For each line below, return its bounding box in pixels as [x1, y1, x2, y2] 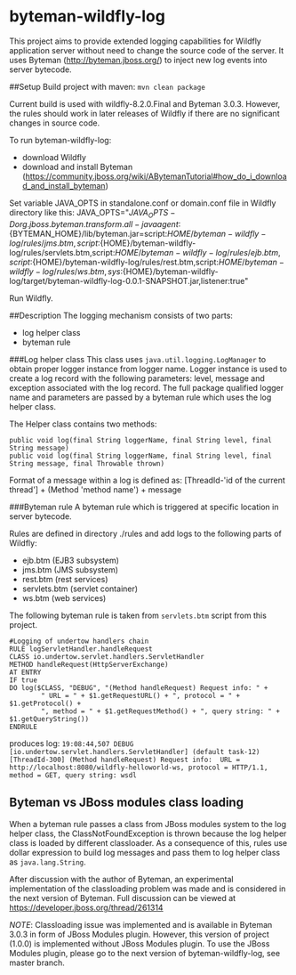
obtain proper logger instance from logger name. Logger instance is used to [9, 363, 287, 374]
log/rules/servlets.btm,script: [9, 247, 116, 257]
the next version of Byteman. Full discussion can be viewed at [9, 892, 236, 903]
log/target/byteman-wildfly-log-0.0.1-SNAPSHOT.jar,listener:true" [9, 275, 249, 286]
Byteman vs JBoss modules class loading [9, 795, 244, 810]
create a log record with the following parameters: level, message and [9, 372, 265, 384]
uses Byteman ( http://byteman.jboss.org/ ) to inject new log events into [9, 54, 268, 65]
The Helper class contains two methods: [9, 418, 157, 429]
